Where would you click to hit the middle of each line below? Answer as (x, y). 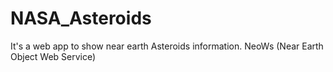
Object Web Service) (53, 56)
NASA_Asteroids (81, 18)
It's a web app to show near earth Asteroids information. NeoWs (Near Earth (167, 46)
